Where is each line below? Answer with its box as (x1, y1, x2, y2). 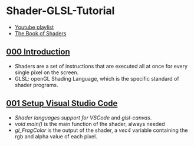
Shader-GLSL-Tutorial (6, 4, 115, 18)
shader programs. (14, 81, 58, 88)
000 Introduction (6, 47, 71, 57)
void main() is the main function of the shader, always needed (14, 120, 165, 127)
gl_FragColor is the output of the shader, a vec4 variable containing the (14, 127, 188, 134)
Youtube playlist (14, 24, 54, 31)
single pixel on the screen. (14, 69, 79, 76)
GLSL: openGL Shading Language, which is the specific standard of (14, 75, 179, 82)
